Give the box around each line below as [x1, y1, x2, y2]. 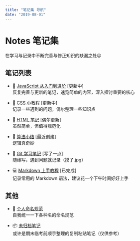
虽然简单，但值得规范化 [12, 123, 61, 129]
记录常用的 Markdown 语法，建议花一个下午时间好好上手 [12, 175, 129, 181]
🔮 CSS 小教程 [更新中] [12, 100, 58, 106]
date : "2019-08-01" [5, 12, 46, 17]
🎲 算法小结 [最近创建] [12, 134, 56, 140]
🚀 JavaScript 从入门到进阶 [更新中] [12, 83, 84, 89]
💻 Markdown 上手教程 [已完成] [12, 167, 77, 173]
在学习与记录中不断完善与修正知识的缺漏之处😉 [5, 53, 102, 59]
